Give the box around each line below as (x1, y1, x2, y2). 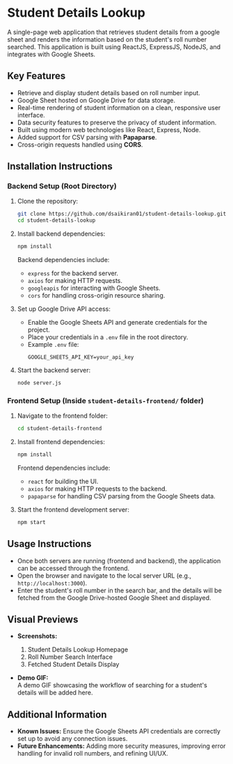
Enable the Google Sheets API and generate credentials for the (27, 318, 207, 327)
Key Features (7, 70, 66, 82)
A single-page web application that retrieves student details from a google (7, 28, 220, 36)
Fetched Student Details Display (27, 660, 120, 669)
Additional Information (7, 708, 107, 720)
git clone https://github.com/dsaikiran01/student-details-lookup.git (17, 211, 227, 218)
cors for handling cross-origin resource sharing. (27, 291, 166, 300)
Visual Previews (7, 614, 79, 626)
